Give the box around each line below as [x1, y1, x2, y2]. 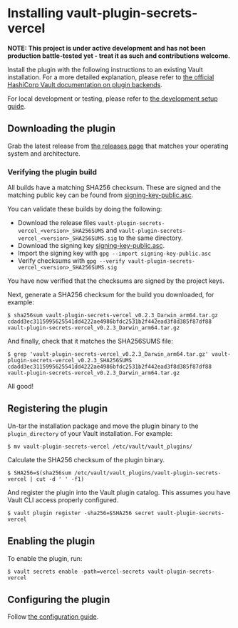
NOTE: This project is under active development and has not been [7, 44, 206, 52]
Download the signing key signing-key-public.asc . [17, 241, 165, 250]
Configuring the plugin [7, 594, 110, 606]
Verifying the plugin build [7, 166, 98, 176]
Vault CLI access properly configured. [7, 495, 119, 504]
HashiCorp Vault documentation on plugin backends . [7, 80, 162, 89]
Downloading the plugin [7, 123, 116, 135]
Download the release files [17, 219, 96, 227]
